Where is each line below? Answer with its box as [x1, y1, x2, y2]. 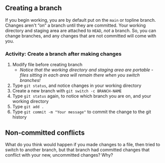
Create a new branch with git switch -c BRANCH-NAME [12, 88, 122, 94]
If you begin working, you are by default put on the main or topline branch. [5, 17, 156, 23]
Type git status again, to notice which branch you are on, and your [12, 93, 152, 99]
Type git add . [12, 104, 44, 110]
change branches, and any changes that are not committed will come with [5, 33, 157, 39]
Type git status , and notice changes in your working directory [12, 82, 142, 88]
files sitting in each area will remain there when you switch [19, 72, 140, 78]
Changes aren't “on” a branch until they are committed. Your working [5, 22, 146, 28]
